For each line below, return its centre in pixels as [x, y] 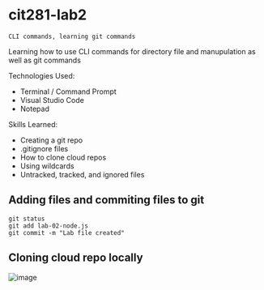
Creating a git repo [51, 140]
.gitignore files [44, 148]
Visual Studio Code [52, 100]
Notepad [35, 109]
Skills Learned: [33, 124]
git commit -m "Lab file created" [67, 232]
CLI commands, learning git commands [72, 36]
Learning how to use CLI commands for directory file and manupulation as [132, 51]
